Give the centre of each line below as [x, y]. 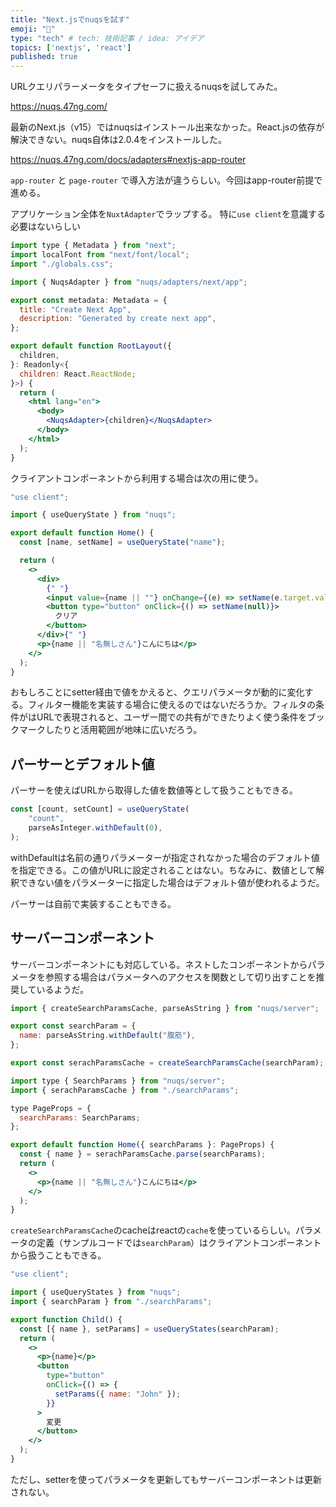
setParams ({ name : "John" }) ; [118, 1394]
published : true [44, 57]
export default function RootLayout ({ [91, 346]
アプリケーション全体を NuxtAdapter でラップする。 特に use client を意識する [168, 214]
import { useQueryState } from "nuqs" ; [93, 515]
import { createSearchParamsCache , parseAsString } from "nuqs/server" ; [165, 1008]
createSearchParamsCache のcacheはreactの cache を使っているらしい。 [153, 1230]
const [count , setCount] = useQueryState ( [100, 809]
